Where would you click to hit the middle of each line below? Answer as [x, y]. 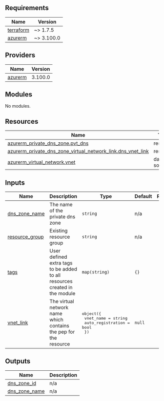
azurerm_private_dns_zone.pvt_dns [48, 143]
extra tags [61, 263]
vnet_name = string [106, 318]
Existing [59, 231]
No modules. [18, 106]
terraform [19, 30]
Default [143, 196]
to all [55, 275]
